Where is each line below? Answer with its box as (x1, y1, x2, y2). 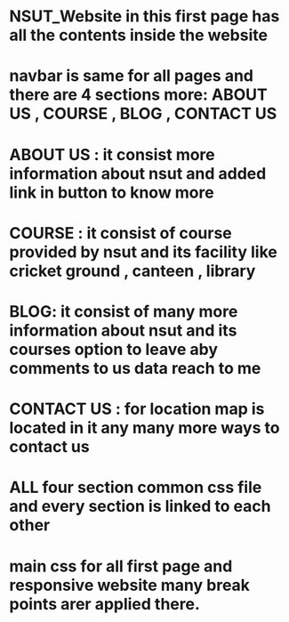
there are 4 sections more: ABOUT (9, 85, 269, 105)
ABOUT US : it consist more (9, 144, 215, 165)
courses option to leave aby (9, 339, 219, 359)
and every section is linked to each (9, 497, 271, 517)
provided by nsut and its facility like (9, 242, 277, 262)
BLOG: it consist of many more (9, 301, 238, 321)
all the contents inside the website (9, 25, 269, 45)
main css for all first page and (9, 556, 233, 576)
